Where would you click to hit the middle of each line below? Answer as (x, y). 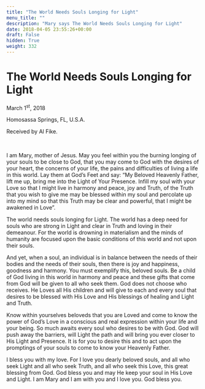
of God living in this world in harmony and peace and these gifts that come (101, 277)
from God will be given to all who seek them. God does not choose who (97, 284)
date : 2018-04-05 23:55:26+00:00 (49, 29)
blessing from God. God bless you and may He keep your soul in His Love (99, 373)
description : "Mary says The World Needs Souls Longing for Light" (95, 23)
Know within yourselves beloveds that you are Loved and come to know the (102, 315)
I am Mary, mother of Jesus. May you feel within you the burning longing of (101, 155)
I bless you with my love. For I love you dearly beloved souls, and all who (98, 360)
